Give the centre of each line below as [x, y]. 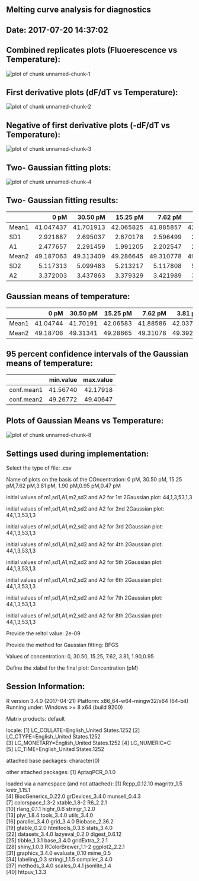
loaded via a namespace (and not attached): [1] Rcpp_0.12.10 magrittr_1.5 [94, 784]
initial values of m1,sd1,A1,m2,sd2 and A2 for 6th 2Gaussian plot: [84, 580]
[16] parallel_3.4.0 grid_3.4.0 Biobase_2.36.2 [60, 821]
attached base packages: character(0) [53, 760]
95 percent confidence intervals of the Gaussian [97, 354]
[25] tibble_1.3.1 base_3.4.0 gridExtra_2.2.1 [57, 840]
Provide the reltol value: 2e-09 [44, 633]
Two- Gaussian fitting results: [62, 200]
